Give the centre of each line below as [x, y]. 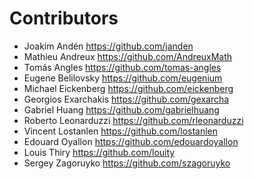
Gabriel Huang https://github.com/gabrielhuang [121, 109]
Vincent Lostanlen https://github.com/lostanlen [121, 131]
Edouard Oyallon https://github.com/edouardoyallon [131, 141]
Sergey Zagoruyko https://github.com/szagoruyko [127, 163]
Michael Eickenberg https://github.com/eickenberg [128, 88]
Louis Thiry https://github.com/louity [99, 152]
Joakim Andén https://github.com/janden [108, 46]
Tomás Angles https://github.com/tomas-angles [122, 67]
